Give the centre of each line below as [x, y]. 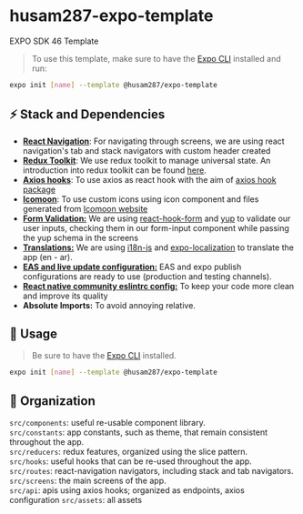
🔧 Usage [33, 334]
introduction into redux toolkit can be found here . [114, 170]
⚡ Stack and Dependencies [87, 115]
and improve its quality [65, 296]
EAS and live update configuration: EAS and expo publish [132, 267]
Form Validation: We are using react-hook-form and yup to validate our [157, 218]
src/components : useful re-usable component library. [108, 423]
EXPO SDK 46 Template [54, 41]
